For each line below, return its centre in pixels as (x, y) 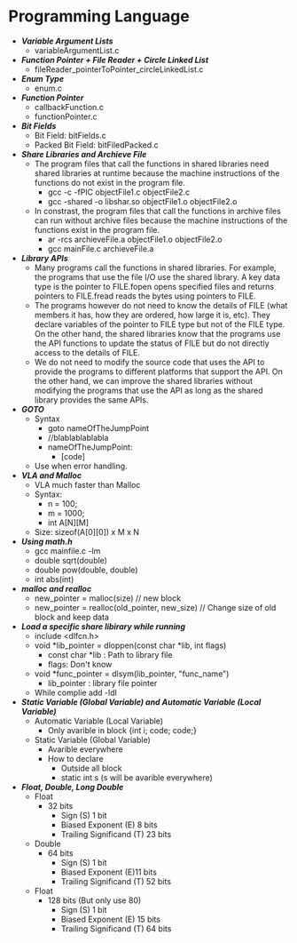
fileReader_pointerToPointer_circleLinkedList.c (119, 69)
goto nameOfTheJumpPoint (98, 428)
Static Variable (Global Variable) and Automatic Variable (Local (141, 702)
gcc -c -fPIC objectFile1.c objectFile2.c (119, 192)
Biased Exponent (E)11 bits (109, 872)
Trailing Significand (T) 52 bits (116, 881)
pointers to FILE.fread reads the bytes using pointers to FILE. (145, 296)
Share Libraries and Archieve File (84, 154)
